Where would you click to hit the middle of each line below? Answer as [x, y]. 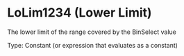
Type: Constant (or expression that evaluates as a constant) [93, 45]
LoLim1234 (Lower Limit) [80, 13]
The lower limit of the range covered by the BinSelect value [92, 32]
